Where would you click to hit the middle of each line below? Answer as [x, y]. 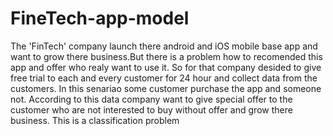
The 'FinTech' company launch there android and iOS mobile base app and [164, 46]
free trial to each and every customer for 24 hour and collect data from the [164, 78]
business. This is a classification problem [95, 120]
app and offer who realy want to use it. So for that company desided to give [166, 67]
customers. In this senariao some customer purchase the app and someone [166, 88]
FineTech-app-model [100, 18]
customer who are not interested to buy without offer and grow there [151, 109]
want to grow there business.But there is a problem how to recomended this [166, 56]
